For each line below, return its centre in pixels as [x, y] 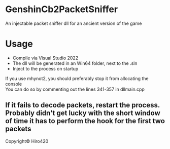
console [14, 84]
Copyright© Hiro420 [27, 141]
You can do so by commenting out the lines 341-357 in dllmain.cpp [75, 89]
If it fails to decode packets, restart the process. [82, 105]
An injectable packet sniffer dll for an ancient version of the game [74, 23]
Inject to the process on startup [45, 68]
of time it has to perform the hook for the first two [85, 121]
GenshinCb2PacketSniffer [62, 9]
